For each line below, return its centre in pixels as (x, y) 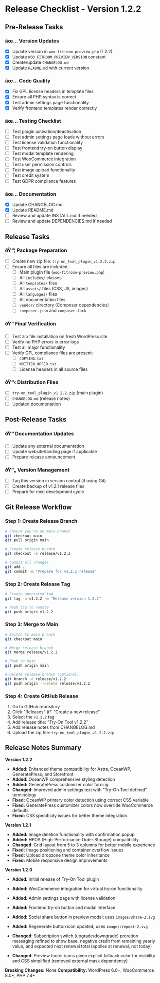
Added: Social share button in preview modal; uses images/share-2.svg (83, 917)
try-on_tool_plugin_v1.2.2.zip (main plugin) (57, 393)
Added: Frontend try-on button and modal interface (64, 907)
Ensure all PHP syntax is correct (44, 97)
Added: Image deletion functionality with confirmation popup (73, 834)
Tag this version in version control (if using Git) (59, 480)
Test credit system (31, 175)
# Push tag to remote (27, 607)
